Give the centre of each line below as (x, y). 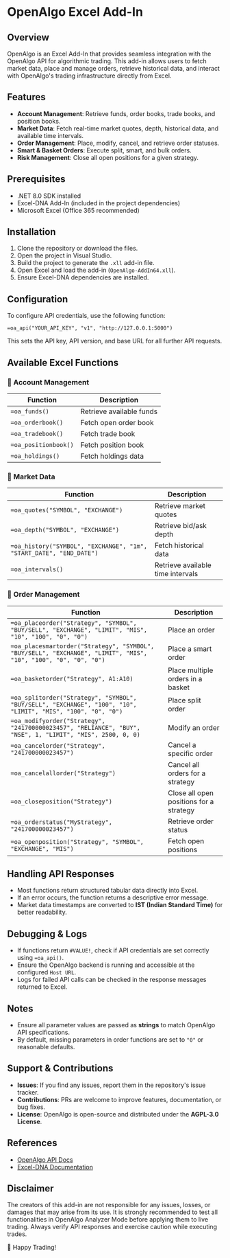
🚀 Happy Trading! (32, 1248)
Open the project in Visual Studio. (64, 255)
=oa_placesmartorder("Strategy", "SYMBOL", (82, 646)
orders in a (185, 678)
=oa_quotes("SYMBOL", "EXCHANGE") (67, 510)
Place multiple (190, 670)
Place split (184, 700)
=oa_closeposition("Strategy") (62, 801)
